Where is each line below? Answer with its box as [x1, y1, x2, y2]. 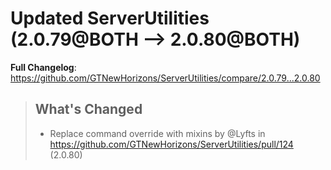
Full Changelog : [10, 61, 77, 73]
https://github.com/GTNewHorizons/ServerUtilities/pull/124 [49, 138, 294, 150]
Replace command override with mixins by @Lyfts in [49, 127, 266, 139]
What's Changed [34, 101, 143, 118]
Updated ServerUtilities [10, 7, 210, 30]
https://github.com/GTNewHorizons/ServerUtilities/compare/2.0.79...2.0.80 [10, 72, 321, 84]
